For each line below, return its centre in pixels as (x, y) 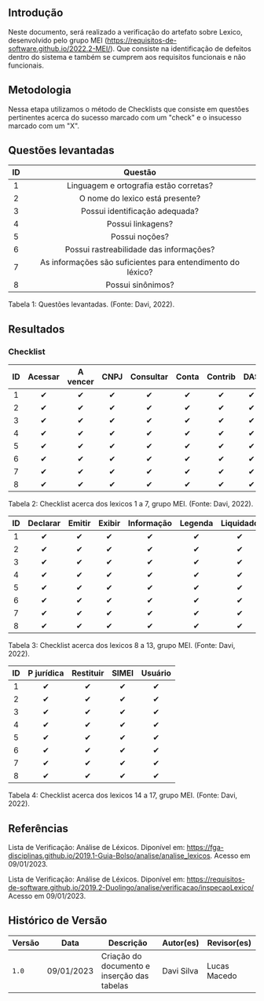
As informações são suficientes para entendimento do (140, 263)
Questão (140, 172)
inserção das (125, 976)
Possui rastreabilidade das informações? (140, 249)
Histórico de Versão (58, 920)
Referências (38, 828)
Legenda (196, 524)
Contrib (221, 377)
